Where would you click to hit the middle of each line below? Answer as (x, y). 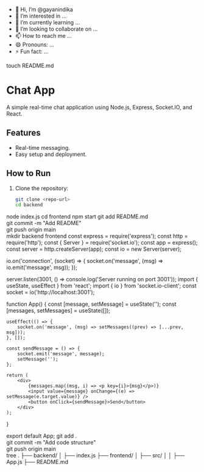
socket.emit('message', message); (61, 354)
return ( (17, 375)
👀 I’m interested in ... (41, 16)
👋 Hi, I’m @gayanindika (44, 9)
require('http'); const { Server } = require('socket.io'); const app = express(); (102, 243)
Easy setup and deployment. (51, 154)
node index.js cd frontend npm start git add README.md (77, 216)
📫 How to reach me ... (43, 36)
